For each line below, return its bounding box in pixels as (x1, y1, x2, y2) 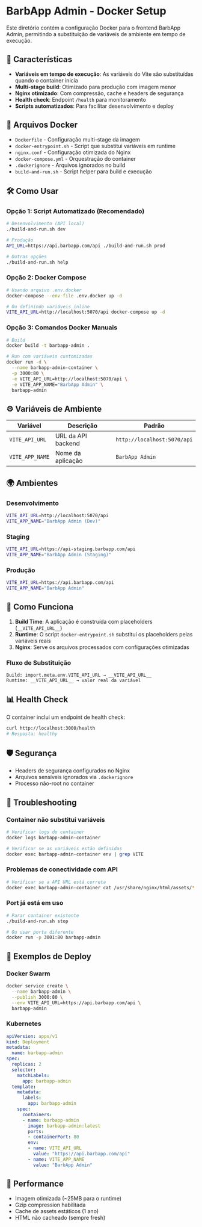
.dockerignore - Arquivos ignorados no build (14, 161, 126, 169)
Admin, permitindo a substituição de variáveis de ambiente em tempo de (6, 30, 186, 37)
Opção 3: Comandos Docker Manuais (6, 323, 118, 332)
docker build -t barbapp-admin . (6, 343, 90, 349)
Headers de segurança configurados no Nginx (14, 767, 130, 774)
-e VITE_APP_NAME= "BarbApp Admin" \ (11, 381, 103, 388)
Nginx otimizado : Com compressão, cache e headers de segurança (14, 89, 184, 97)
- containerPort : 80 (28, 1134, 79, 1140)
